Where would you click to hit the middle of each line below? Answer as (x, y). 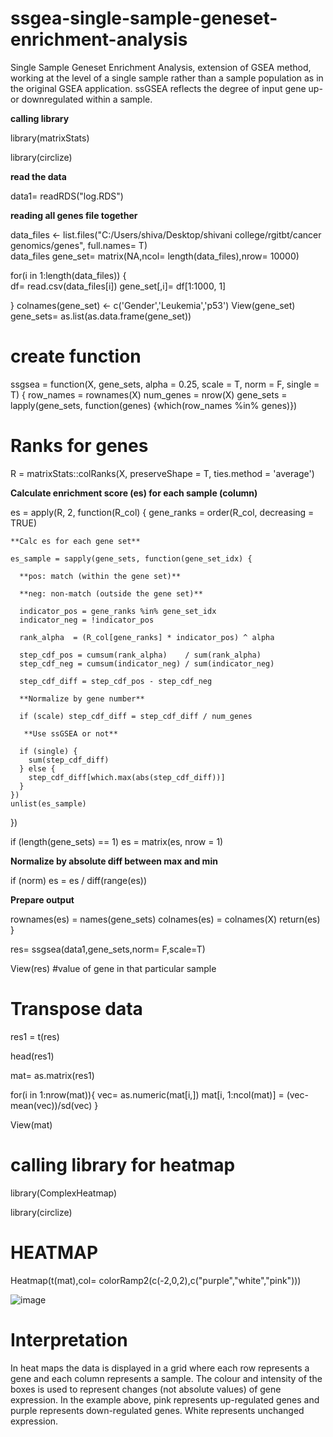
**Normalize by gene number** (82, 698)
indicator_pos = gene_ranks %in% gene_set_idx (118, 611)
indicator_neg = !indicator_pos (87, 620)
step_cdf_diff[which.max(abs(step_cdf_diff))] (127, 777)
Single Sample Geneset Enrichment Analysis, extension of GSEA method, (161, 67)
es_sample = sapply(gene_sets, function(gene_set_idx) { (131, 558)
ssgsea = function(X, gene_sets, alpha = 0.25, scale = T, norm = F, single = (165, 384)
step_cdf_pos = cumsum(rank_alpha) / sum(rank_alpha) (140, 655)
